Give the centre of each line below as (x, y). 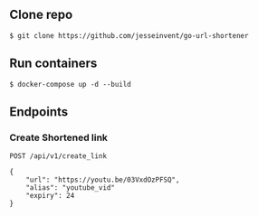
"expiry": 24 (50, 196)
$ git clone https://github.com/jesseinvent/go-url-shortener (129, 35)
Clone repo (41, 15)
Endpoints (39, 112)
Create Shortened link (59, 137)
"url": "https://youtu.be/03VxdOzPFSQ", (103, 180)
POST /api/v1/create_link (58, 156)
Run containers (53, 64)
